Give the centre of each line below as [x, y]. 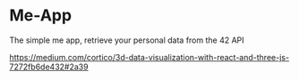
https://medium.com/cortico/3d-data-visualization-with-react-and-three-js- [149, 57]
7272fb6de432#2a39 [49, 67]
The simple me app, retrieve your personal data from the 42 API [127, 40]
